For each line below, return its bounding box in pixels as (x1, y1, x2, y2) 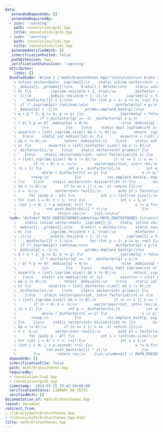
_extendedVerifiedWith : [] (9, 48, 64, 53)
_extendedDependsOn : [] (9, 12, 57, 17)
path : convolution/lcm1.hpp (14, 39, 70, 44)
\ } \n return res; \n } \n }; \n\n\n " (14, 211, 120, 216)
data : (5, 7, 16, 12)
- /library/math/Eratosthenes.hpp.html (5, 415, 86, 420)
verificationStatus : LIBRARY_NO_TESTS (9, 388, 88, 393)
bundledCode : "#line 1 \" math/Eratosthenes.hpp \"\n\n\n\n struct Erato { (9, 75, 160, 80)
